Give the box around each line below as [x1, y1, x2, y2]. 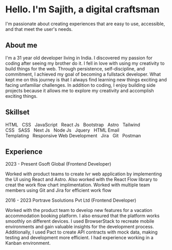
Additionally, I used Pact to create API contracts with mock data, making [5, 229, 158, 235]
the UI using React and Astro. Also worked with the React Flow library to [5, 176, 158, 183]
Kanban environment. [5, 240, 51, 246]
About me [5, 41, 37, 50]
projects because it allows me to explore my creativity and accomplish [5, 87, 154, 94]
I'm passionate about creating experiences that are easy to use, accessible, [5, 21, 165, 27]
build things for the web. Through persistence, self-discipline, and [5, 65, 145, 72]
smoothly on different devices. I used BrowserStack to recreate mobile [5, 218, 155, 224]
